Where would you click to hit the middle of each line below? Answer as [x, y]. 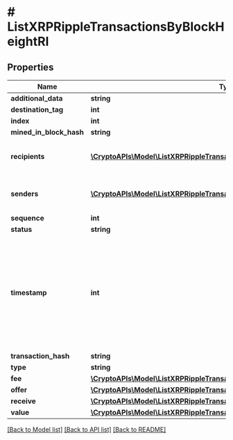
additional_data [37, 98]
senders [25, 194]
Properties [31, 67]
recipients [28, 156]
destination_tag [37, 110]
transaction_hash [40, 356]
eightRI [28, 42]
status [21, 229]
